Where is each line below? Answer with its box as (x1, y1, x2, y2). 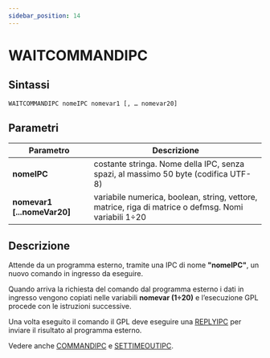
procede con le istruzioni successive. (8, 302, 132, 311)
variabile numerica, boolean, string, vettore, (93, 192, 258, 203)
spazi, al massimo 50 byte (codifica (93, 169, 228, 180)
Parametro (28, 145, 70, 157)
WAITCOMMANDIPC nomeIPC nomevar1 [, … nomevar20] (8, 100, 178, 108)
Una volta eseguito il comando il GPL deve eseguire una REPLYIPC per (8, 317, 242, 327)
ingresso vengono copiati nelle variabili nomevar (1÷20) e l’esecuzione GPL (8, 293, 259, 303)
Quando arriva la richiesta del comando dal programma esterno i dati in (8, 284, 244, 294)
